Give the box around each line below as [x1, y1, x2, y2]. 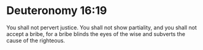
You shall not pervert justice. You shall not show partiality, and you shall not [6, 24, 197, 31]
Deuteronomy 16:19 [6, 4, 107, 18]
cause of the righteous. [6, 37, 66, 44]
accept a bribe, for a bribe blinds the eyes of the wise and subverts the [6, 30, 186, 37]
